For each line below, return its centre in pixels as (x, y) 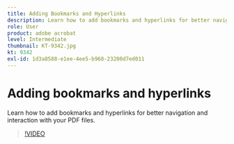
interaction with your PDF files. (51, 120)
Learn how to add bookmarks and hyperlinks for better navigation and (108, 113)
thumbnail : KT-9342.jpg (42, 46)
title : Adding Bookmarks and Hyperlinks (67, 14)
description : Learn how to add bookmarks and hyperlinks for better (109, 20)
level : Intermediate (37, 40)
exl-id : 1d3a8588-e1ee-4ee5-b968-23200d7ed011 (76, 59)
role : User (23, 26)
